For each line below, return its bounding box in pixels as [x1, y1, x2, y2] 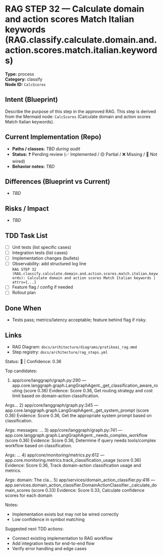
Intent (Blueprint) [5, 96, 58, 104]
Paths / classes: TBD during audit [12, 146, 81, 152]
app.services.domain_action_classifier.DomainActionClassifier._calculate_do [5, 482, 157, 488]
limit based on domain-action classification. [12, 393, 99, 399]
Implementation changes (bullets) [12, 255, 80, 261]
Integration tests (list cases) [12, 250, 68, 256]
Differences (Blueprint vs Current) [5, 177, 111, 186]
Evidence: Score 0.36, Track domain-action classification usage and [5, 463, 142, 468]
